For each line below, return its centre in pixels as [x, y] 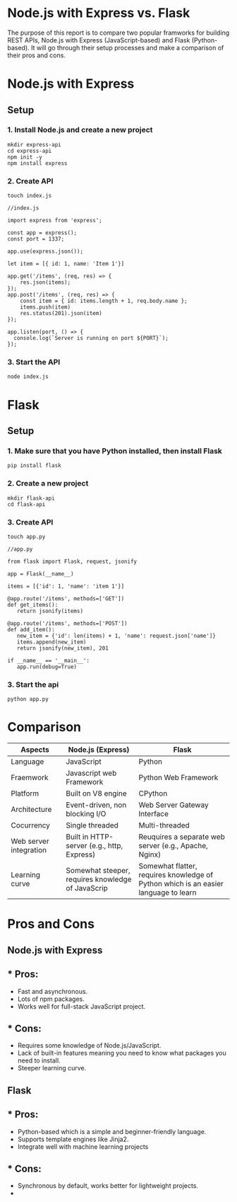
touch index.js [30, 196]
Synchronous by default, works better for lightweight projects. [108, 1186]
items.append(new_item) [51, 642]
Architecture [31, 810]
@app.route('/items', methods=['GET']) [66, 599]
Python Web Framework [178, 778]
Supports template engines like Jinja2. [73, 1139]
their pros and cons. [36, 55]
